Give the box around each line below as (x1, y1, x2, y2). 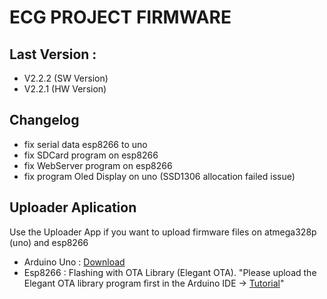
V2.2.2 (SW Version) (23, 72, 109, 84)
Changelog (9, 112, 80, 129)
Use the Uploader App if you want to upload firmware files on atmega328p (9, 226, 317, 238)
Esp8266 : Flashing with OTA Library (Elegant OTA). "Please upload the (23, 266, 317, 278)
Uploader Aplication (9, 199, 137, 216)
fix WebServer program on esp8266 (23, 159, 173, 171)
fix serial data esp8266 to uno (23, 138, 148, 150)
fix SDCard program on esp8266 (23, 149, 159, 161)
